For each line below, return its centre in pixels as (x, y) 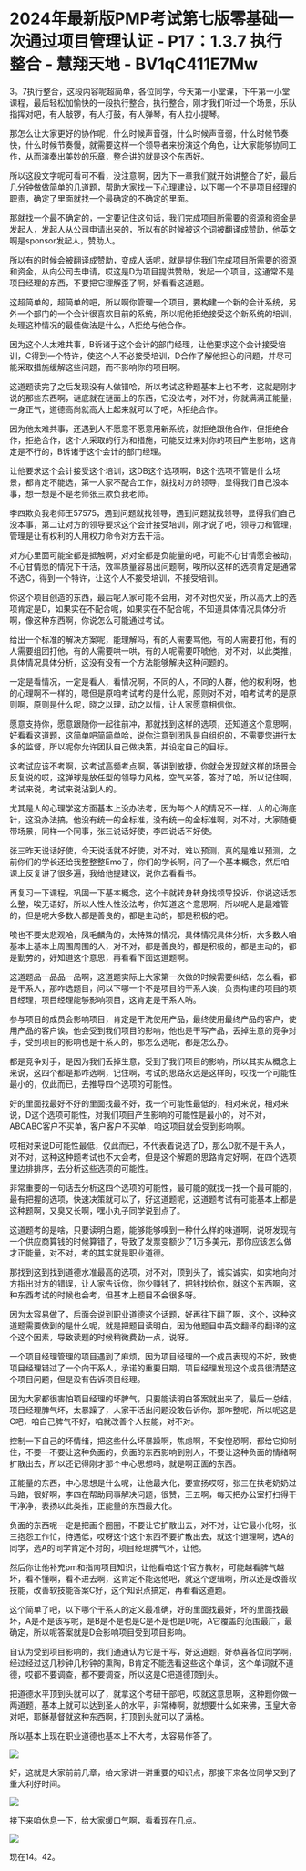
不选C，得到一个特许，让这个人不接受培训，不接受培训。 (116, 578)
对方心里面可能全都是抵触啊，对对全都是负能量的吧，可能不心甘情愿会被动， (153, 555)
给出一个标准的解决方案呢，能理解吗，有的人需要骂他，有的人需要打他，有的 (153, 639)
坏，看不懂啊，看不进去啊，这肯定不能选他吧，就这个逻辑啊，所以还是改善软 (153, 1578)
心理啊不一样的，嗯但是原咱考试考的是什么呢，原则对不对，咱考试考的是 (153, 693)
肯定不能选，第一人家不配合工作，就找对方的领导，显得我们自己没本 (161, 482)
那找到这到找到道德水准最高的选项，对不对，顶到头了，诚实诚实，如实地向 (149, 1272)
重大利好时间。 (37, 1783)
